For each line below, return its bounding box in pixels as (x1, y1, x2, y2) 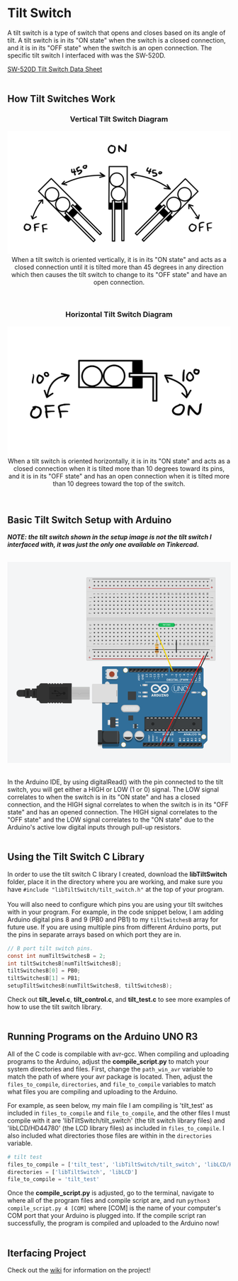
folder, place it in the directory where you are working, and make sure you (7, 877, 223, 885)
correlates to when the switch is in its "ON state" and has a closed (7, 792, 200, 801)
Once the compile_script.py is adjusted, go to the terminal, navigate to (7, 1189, 215, 1197)
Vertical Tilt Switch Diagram (69, 114, 169, 124)
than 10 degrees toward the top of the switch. (52, 479, 186, 488)
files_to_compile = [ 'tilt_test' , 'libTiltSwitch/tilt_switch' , (7, 1161, 201, 1168)
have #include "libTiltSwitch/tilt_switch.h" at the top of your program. (7, 885, 225, 893)
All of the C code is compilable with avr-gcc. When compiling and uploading (7, 1050, 229, 1058)
